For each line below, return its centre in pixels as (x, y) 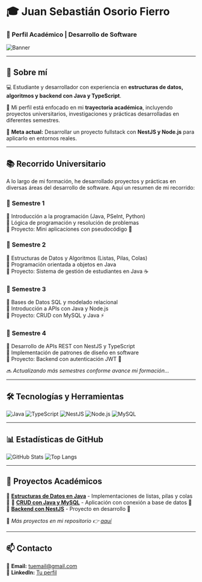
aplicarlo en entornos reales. (41, 139)
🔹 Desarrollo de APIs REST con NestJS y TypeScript (71, 346)
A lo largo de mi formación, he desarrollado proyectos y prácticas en (91, 181)
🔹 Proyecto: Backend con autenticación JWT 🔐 (64, 359)
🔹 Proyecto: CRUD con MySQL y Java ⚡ (55, 315)
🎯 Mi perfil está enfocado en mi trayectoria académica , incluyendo (90, 108)
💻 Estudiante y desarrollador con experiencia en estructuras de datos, (95, 87)
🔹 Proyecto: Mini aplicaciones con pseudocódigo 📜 (69, 229)
